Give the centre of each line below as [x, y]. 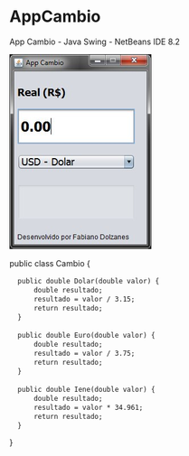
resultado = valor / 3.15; [84, 299]
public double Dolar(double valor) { [89, 281]
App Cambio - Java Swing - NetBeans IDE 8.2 [95, 42]
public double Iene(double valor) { [86, 389]
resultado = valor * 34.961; [88, 407]
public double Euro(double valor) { [86, 335]
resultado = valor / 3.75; [84, 353]
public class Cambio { [50, 263]
